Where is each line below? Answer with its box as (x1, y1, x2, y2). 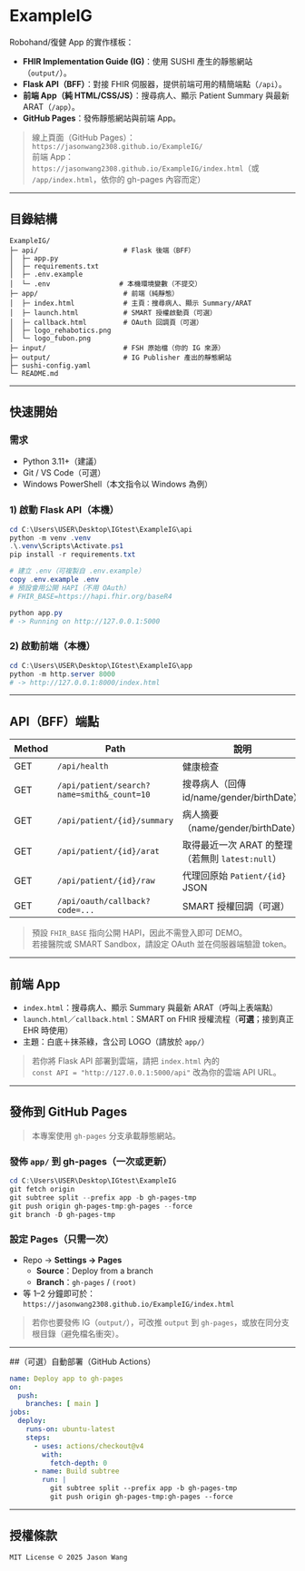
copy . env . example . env (9, 575, 100, 584)
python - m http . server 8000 (9, 669, 116, 679)
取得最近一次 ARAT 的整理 (182, 839, 293, 851)
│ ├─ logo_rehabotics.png (9, 326, 112, 335)
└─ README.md (9, 368, 59, 378)
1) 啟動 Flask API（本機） (9, 504, 120, 516)
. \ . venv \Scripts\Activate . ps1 (9, 542, 124, 551)
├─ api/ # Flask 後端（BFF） (9, 246, 195, 255)
